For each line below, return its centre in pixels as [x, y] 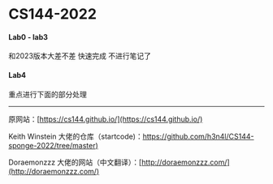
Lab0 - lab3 [28, 36]
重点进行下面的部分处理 [48, 94]
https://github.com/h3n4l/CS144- [198, 136]
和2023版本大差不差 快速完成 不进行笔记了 [80, 56]
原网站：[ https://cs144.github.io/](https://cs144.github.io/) [106, 119]
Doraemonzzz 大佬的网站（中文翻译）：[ [75, 162]
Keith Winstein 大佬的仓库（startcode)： [76, 136]
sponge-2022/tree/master [52, 145]
